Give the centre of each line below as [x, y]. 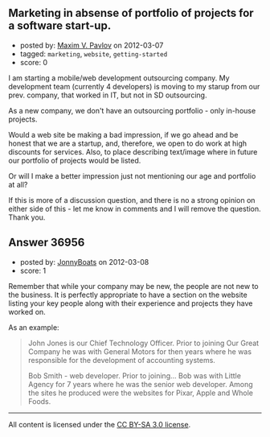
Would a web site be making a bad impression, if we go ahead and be [123, 134]
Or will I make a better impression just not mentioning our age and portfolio [132, 175]
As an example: [34, 327]
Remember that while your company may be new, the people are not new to [133, 286]
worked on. [27, 311]
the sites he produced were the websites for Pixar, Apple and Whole [141, 393]
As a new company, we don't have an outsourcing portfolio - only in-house [132, 110]
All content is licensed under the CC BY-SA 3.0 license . [100, 424]
